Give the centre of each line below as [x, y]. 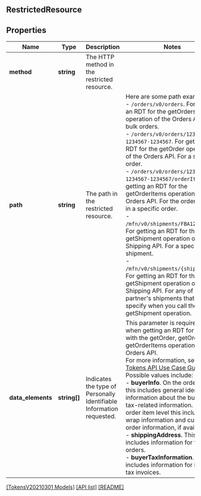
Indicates [99, 379]
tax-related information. [159, 405]
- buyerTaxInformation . [160, 458]
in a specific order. [152, 209]
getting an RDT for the [156, 186]
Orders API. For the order [161, 201]
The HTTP [100, 57]
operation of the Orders [159, 119]
